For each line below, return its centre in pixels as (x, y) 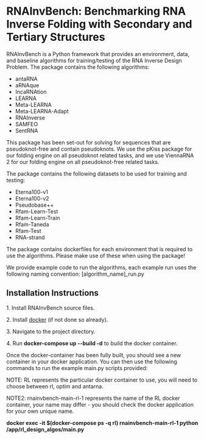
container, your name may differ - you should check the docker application (100, 404)
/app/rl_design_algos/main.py (45, 429)
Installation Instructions (53, 293)
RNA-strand (30, 237)
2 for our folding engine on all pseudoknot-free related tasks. (83, 162)
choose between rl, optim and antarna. (55, 386)
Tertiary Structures (56, 37)
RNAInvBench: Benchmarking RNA (96, 11)
